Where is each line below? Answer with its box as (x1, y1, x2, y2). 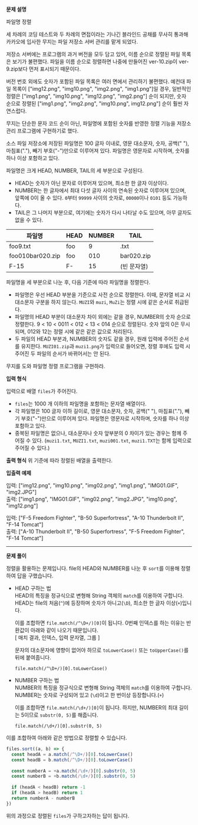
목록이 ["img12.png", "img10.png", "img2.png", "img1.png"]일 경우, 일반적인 (12, 85, 192, 92)
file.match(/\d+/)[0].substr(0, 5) (14, 723, 103, 729)
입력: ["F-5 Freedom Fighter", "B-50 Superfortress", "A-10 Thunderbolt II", (6, 514, 184, 521)
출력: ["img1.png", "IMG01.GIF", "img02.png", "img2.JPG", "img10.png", (6, 496, 178, 503)
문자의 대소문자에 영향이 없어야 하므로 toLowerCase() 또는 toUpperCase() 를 (14, 646, 189, 654)
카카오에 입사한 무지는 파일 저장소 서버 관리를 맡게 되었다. (6, 38, 138, 45)
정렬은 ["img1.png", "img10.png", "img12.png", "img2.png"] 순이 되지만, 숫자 (6, 93, 187, 100)
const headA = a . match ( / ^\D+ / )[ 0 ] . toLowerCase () (11, 751, 133, 757)
